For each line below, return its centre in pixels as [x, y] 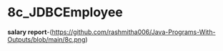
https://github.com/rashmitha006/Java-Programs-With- [134, 32]
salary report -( [30, 32]
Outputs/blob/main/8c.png [46, 39]
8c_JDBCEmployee [65, 12]
